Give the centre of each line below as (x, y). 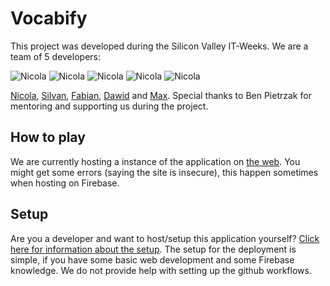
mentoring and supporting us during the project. (109, 106)
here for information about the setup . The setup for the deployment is (153, 249)
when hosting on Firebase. (65, 183)
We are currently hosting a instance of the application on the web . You (155, 161)
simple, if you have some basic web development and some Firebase (152, 259)
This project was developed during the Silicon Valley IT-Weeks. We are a (159, 46)
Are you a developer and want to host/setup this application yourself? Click (165, 238)
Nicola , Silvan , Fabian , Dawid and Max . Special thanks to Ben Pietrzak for (161, 95)
